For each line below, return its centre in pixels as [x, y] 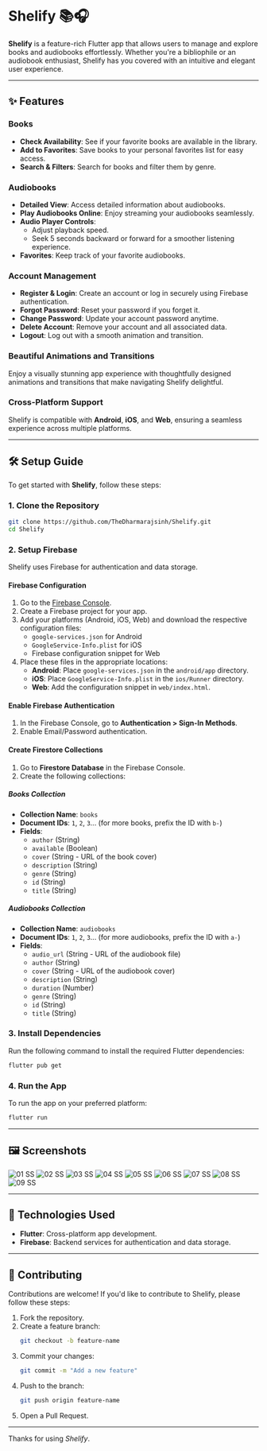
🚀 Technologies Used [62, 1215]
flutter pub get [35, 1065]
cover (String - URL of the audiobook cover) [103, 971]
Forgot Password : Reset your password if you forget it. [110, 310]
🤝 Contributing [45, 1275]
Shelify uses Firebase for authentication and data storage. [103, 567]
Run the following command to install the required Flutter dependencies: [126, 1050]
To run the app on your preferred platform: [77, 1103]
